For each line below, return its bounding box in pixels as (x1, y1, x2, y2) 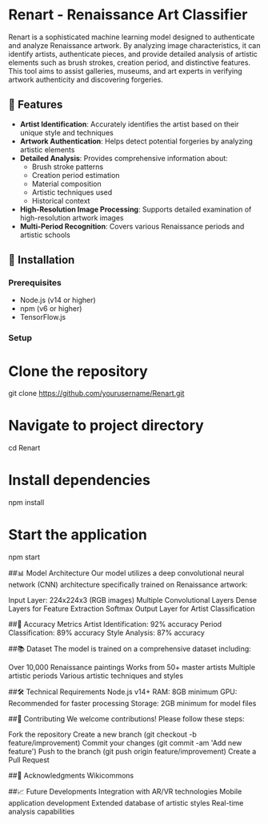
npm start (8, 552, 41, 562)
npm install (8, 498, 45, 507)
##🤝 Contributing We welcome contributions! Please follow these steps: (8, 714, 246, 724)
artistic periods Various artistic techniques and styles (8, 671, 184, 681)
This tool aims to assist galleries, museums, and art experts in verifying (8, 66, 242, 75)
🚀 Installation (8, 253, 75, 267)
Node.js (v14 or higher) (19, 295, 96, 305)
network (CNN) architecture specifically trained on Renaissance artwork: (8, 580, 248, 590)
